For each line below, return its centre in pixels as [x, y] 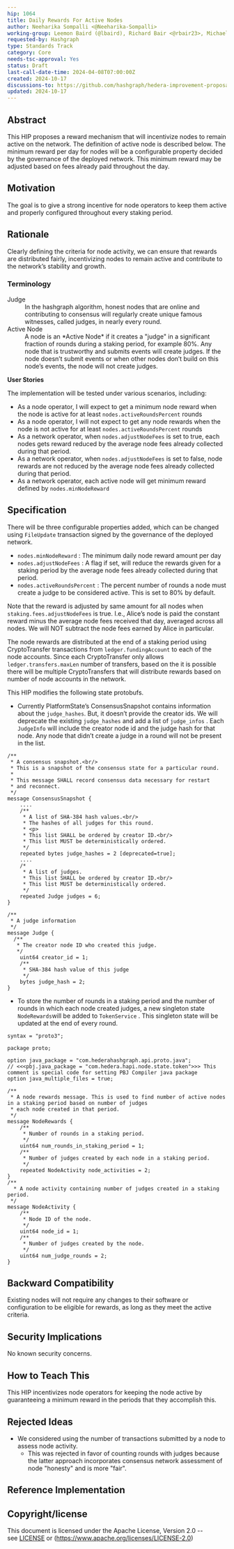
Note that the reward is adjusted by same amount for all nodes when [105, 606]
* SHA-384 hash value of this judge [76, 970]
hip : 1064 [22, 14]
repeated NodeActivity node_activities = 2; [85, 1170]
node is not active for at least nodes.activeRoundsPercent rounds [110, 429]
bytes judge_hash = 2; [53, 981]
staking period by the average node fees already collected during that [117, 570]
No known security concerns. [49, 1354]
